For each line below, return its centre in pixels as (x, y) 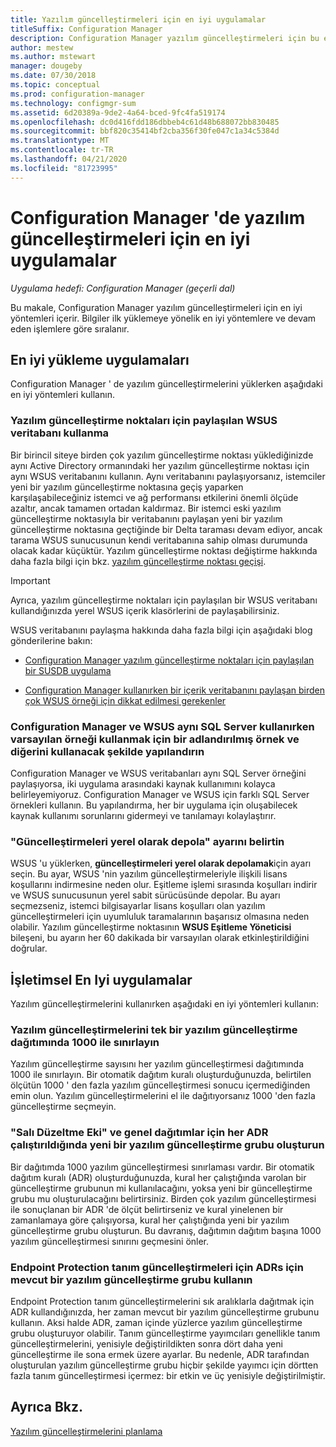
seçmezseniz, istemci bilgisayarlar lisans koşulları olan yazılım (138, 906)
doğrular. (29, 948)
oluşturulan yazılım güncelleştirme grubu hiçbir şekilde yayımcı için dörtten (164, 1365)
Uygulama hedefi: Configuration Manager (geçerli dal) (123, 288)
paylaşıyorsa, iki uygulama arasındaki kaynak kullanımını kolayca (143, 783)
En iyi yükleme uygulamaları (100, 359)
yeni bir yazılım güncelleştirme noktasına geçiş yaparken (127, 487)
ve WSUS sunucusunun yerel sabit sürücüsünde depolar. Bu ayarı (145, 895)
